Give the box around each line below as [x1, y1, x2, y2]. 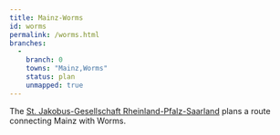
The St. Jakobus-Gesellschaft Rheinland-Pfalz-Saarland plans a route [9, 105, 271, 116]
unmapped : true [26, 81, 84, 90]
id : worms [9, 22, 47, 31]
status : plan [26, 72, 76, 82]
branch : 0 [26, 55, 64, 64]
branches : [9, 38, 47, 48]
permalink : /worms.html [9, 30, 100, 39]
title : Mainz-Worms [9, 13, 84, 23]
